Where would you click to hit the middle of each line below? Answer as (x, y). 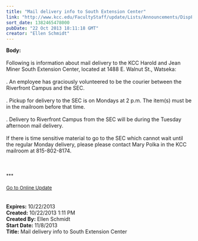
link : (13, 17)
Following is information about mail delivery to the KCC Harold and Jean (93, 63)
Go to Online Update (29, 188)
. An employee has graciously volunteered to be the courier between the (94, 82)
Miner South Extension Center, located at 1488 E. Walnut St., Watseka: (91, 69)
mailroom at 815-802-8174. (39, 151)
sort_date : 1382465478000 (38, 22)
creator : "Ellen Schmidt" (38, 34)
